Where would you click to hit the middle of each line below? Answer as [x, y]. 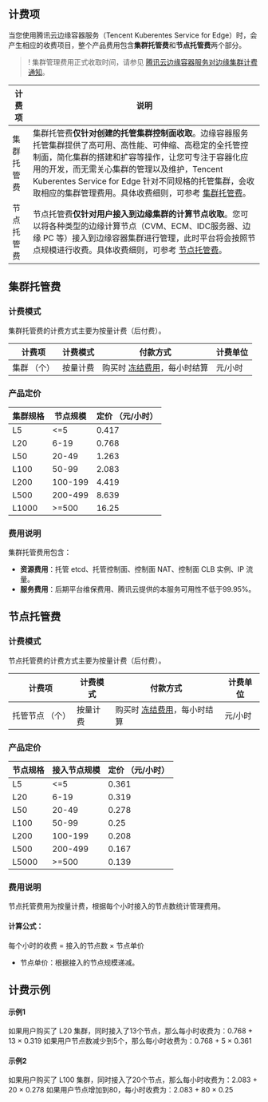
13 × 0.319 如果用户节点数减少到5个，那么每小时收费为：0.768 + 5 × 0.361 [130, 1041]
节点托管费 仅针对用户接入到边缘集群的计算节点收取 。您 [137, 214]
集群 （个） [33, 367]
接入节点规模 [77, 771]
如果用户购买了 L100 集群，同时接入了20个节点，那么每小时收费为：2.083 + [133, 1080]
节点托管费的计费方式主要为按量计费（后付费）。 [87, 660]
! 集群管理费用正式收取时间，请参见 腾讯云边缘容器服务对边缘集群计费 [142, 61]
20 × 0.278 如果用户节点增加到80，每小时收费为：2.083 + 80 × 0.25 [121, 1090]
